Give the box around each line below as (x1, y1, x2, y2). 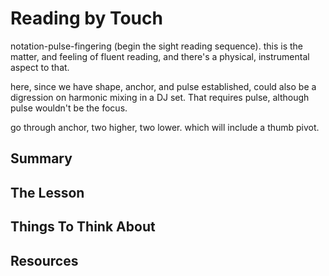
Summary (10, 150, 73, 167)
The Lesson (10, 184, 85, 201)
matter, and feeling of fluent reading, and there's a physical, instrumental (10, 50, 310, 62)
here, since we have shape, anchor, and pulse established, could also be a (10, 80, 317, 92)
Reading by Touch (10, 7, 163, 30)
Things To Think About (10, 218, 156, 236)
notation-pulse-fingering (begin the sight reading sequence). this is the (10, 40, 304, 52)
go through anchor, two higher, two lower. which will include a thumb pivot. (10, 121, 320, 133)
